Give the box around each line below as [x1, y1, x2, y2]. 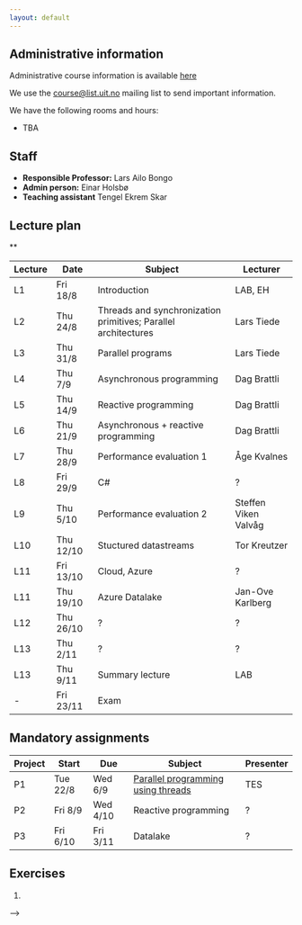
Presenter [244, 757, 289, 769]
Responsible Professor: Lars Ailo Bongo [22, 173, 173, 184]
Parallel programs [97, 347, 173, 360]
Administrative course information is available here [9, 70, 198, 81]
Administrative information [9, 47, 164, 62]
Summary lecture [97, 669, 171, 681]
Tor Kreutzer [235, 539, 289, 552]
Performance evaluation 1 [97, 451, 208, 463]
